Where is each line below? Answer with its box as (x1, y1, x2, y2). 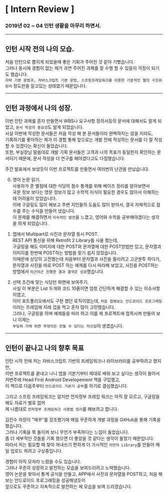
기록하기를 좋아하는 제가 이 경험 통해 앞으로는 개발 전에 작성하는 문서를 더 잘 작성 (5, 136, 162, 143)
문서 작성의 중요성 (15, 125, 48, 130)
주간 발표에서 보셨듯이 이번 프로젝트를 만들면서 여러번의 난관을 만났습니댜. (5, 166, 149, 172)
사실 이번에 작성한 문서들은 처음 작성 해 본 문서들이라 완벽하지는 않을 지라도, (5, 130, 153, 136)
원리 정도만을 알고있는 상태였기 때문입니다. (5, 83, 87, 89)
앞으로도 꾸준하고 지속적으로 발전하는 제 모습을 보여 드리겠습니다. (5, 483, 132, 489)
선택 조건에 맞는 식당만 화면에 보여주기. (12, 279, 89, 285)
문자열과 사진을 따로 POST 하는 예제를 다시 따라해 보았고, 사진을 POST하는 (12, 262, 159, 268)
